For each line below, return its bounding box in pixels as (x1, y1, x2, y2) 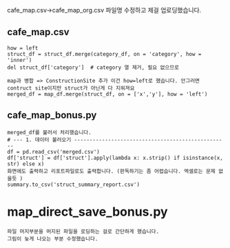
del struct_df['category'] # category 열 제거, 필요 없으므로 (7, 64, 180, 71)
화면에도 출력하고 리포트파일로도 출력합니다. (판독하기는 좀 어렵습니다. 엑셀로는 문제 (7, 167, 216, 174)
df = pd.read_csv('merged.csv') (7, 148, 100, 155)
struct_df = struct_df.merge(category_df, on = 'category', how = (7, 50, 202, 57)
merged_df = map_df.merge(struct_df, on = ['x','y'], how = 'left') (7, 90, 208, 98)
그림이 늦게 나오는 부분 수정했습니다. (7, 235, 98, 242)
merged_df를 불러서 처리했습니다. (7, 129, 92, 136)
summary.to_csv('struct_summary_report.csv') (7, 181, 140, 188)
